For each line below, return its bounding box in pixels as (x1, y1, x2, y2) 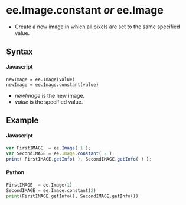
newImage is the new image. (14, 92, 85, 99)
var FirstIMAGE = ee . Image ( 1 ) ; (6, 145, 92, 151)
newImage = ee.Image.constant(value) (6, 81, 99, 88)
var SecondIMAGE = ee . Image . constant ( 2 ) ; (6, 150, 115, 156)
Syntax (6, 47, 33, 57)
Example (6, 115, 39, 125)
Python (6, 169, 25, 176)
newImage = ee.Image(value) (6, 76, 76, 82)
